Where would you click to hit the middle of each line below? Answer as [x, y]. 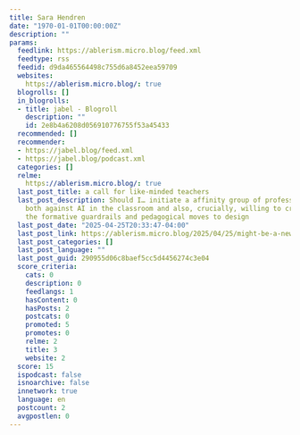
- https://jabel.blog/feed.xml [75, 150]
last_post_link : [47, 233]
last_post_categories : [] [66, 242]
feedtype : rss [43, 59]
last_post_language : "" [61, 250]
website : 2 [46, 358]
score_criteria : [47, 267]
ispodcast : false [50, 375]
